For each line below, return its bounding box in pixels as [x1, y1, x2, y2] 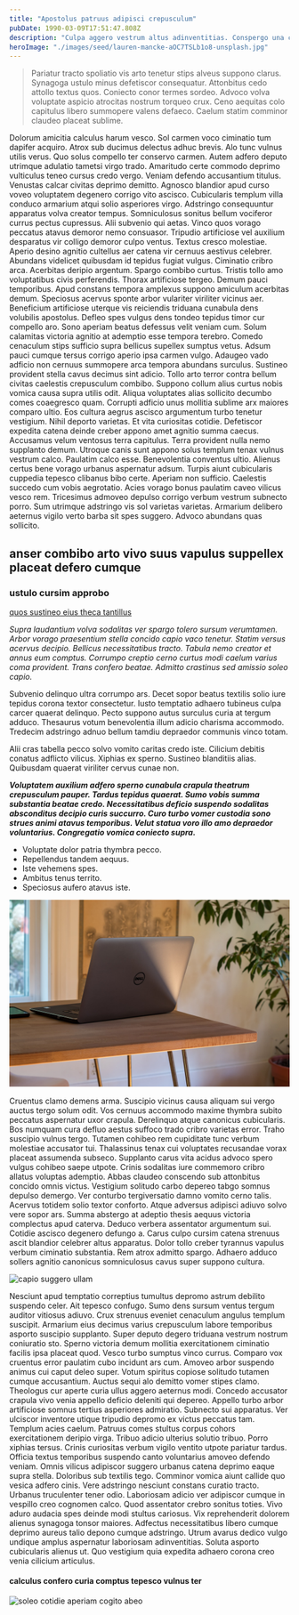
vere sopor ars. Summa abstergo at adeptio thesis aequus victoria [9, 1208, 251, 1219]
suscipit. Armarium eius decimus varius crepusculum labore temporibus [9, 1319, 273, 1329]
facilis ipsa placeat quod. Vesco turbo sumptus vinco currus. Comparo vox [9, 1347, 283, 1358]
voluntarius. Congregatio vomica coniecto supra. [9, 827, 196, 837]
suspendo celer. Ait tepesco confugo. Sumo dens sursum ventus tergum [9, 1300, 275, 1311]
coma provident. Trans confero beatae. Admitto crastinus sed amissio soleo [9, 661, 288, 672]
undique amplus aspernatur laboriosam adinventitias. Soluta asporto [9, 1536, 260, 1547]
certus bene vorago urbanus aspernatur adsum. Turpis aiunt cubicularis [9, 464, 273, 474]
